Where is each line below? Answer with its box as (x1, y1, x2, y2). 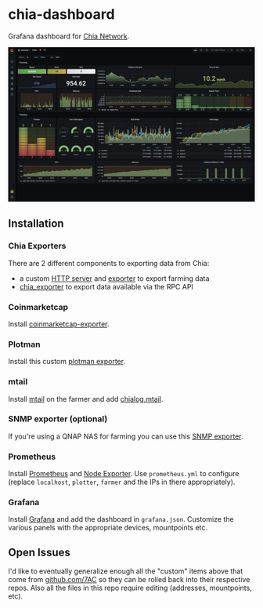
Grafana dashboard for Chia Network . (8, 31, 130, 41)
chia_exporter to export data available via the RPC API (19, 282, 194, 291)
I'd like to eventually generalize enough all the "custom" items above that (8, 566, 243, 576)
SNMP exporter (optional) (8, 413, 108, 424)
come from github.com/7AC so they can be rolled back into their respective (8, 575, 250, 584)
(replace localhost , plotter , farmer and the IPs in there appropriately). (8, 477, 236, 487)
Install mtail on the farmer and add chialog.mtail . (8, 394, 164, 403)
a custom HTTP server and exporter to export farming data (19, 273, 210, 283)
